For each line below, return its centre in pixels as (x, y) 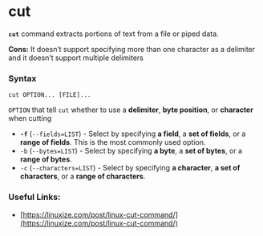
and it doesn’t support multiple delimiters (76, 58)
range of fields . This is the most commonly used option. (113, 142)
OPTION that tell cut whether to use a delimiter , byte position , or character (131, 110)
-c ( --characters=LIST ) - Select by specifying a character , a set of (130, 168)
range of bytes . (46, 159)
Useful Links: (34, 197)
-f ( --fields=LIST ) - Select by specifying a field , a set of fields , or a (133, 134)
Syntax (22, 78)
